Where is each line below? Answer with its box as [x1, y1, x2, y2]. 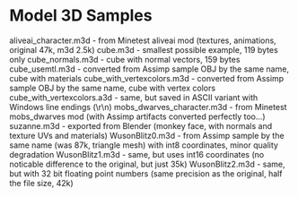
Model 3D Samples [9, 5, 153, 26]
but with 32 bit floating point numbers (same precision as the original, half [9, 167, 283, 179]
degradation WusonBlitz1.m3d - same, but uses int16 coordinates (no [9, 149, 265, 159]
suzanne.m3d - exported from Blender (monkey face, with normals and [9, 120, 273, 131]
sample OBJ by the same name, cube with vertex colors [9, 82, 216, 93]
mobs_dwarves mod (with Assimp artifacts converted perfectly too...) [9, 111, 267, 122]
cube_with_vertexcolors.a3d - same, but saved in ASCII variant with [9, 91, 259, 103]
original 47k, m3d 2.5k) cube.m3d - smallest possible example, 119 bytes [9, 44, 278, 55]
